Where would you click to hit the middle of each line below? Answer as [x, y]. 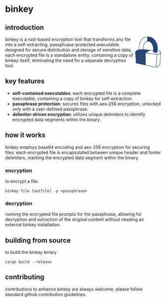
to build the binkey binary [31, 252]
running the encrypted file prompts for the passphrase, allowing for [74, 214]
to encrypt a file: [22, 181]
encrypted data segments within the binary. [57, 120]
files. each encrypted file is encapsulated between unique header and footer [83, 152]
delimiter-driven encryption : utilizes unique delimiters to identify [79, 114]
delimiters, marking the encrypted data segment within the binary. [72, 158]
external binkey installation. [33, 225]
